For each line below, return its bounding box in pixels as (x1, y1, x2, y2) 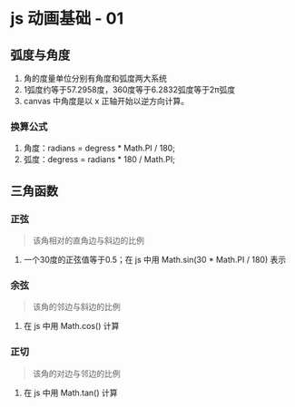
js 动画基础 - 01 (10, 8, 124, 29)
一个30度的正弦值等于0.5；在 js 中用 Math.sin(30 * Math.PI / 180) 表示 (23, 254, 287, 265)
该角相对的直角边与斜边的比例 (32, 235, 144, 246)
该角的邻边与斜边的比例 (32, 301, 121, 313)
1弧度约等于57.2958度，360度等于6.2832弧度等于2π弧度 (23, 84, 235, 95)
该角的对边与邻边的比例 (32, 368, 121, 379)
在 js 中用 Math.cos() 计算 (23, 321, 120, 332)
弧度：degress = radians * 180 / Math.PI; (23, 154, 176, 165)
